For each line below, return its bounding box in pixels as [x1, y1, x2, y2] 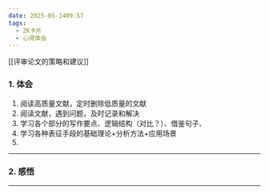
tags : [8, 19, 26, 27]
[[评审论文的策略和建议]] [8, 57, 90, 66]
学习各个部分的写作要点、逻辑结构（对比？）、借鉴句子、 [19, 118, 207, 128]
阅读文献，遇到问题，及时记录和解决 [19, 109, 140, 118]
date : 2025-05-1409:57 [8, 11, 84, 20]
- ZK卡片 [15, 26, 42, 34]
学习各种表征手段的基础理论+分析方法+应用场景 [19, 129, 178, 138]
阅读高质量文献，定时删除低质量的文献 [19, 98, 147, 108]
